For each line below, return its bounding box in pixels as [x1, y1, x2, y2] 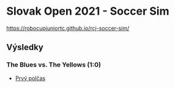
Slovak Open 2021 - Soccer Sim [6, 4, 169, 18]
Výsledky [6, 42, 44, 53]
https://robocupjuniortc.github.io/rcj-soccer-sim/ [6, 24, 130, 32]
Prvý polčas [15, 75, 46, 82]
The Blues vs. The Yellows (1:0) [6, 61, 101, 69]
